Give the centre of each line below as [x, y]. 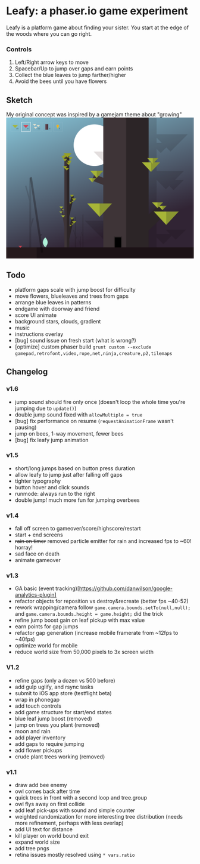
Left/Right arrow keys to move [52, 62]
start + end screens [39, 535]
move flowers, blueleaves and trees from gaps [72, 296]
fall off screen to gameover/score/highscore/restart [78, 529]
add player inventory [40, 738]
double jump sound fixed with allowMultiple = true [79, 414]
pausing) [26, 427]
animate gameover [38, 560]
